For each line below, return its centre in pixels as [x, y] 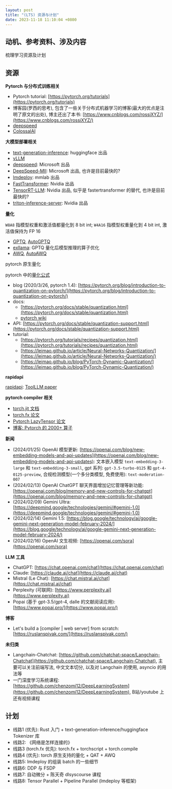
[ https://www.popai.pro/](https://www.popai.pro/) [65, 607]
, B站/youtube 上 [147, 692]
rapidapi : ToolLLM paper [31, 387]
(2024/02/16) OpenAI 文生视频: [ [47, 541]
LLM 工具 [15, 557]
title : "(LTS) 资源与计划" [32, 15]
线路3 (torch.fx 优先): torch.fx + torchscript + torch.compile [75, 748]
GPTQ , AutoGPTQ [31, 241]
